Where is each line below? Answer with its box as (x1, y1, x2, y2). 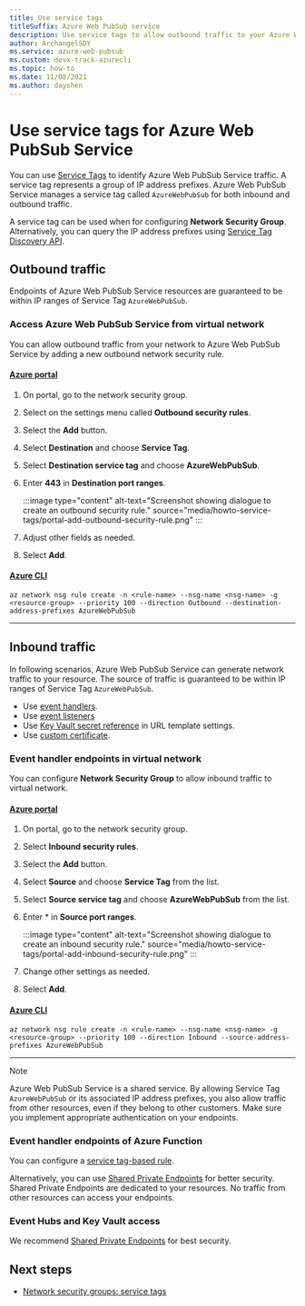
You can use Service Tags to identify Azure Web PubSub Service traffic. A (9, 169, 287, 180)
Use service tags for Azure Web (9, 120, 254, 141)
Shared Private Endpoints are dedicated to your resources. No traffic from (9, 1182, 286, 1193)
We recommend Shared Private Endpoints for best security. (9, 1235, 231, 1246)
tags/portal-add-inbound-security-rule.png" (22, 949, 189, 960)
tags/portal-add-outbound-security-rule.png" (22, 514, 193, 525)
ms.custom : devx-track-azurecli (9, 55, 132, 65)
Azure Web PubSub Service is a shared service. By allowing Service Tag (9, 1082, 280, 1093)
